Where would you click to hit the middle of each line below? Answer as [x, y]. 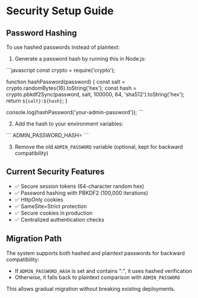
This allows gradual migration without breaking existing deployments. [91, 288]
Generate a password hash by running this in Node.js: [80, 59]
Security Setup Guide [60, 11]
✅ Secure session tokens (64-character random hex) [79, 186]
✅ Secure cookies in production [54, 213]
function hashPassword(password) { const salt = [66, 82]
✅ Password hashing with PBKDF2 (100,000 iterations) [81, 193]
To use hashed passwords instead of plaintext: [63, 47]
